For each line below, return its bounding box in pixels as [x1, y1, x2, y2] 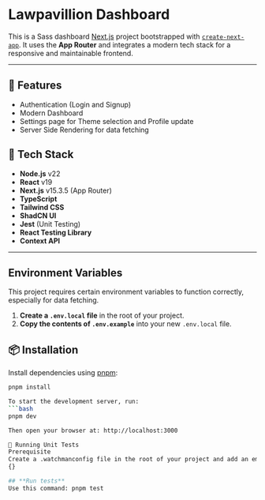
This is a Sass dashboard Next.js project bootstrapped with [8, 32, 200, 41]
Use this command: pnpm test [8, 484, 104, 492]
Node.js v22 [19, 168, 61, 179]
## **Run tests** [8, 477, 65, 485]
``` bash [8, 404, 34, 412]
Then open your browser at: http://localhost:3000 [8, 427, 178, 434]
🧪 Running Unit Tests [8, 441, 80, 449]
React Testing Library [19, 227, 92, 237]
